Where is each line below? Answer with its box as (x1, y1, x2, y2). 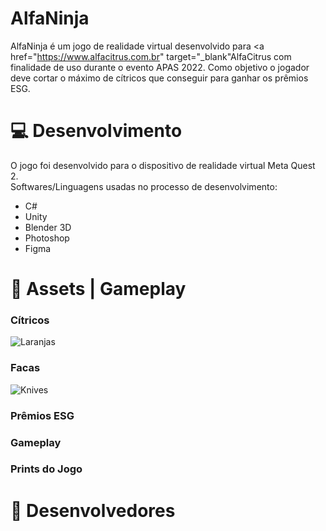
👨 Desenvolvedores (10, 499, 176, 522)
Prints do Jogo (10, 462, 83, 476)
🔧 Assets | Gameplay (10, 278, 187, 301)
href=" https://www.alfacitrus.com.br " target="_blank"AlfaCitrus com (10, 50, 292, 62)
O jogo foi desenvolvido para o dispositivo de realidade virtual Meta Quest (10, 159, 316, 171)
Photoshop (24, 232, 70, 244)
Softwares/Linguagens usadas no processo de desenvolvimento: (10, 180, 278, 192)
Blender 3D (24, 221, 72, 233)
